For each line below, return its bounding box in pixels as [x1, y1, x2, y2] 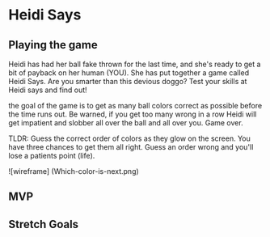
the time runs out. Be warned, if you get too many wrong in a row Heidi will [8, 109, 257, 119]
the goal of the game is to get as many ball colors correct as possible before [8, 101, 263, 110]
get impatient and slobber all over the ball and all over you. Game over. [8, 118, 244, 127]
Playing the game [8, 38, 99, 52]
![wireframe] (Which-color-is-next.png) [8, 167, 139, 176]
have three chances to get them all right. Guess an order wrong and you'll [8, 142, 254, 151]
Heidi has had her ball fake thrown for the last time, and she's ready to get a [8, 59, 261, 69]
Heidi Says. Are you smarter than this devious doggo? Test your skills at [8, 77, 247, 86]
